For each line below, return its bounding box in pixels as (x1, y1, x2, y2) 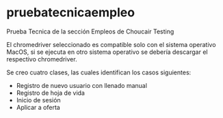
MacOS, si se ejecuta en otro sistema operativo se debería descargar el (6, 48, 208, 56)
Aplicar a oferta (16, 103, 61, 111)
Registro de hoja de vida (16, 89, 85, 97)
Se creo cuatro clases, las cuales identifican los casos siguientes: (6, 68, 192, 76)
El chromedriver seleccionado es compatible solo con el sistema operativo (6, 40, 216, 48)
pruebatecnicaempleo (6, 5, 135, 20)
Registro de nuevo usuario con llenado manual (16, 81, 148, 89)
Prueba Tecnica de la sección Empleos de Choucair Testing (6, 27, 174, 35)
